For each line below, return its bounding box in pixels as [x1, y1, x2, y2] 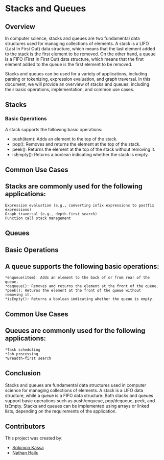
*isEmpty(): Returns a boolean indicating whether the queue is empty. [5, 297, 154, 301]
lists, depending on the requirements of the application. [5, 408, 117, 414]
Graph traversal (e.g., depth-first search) [5, 211, 97, 216]
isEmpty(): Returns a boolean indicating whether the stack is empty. [12, 151, 149, 157]
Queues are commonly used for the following [5, 326, 145, 335]
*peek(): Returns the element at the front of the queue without [5, 288, 141, 293]
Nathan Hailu [12, 450, 39, 456]
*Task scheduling [5, 347, 41, 352]
